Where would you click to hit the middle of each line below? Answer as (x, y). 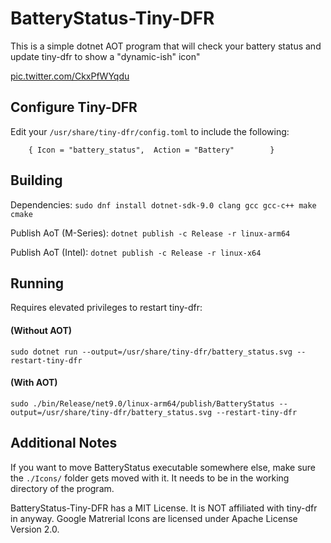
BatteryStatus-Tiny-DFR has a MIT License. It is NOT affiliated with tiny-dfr (164, 508)
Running (37, 283)
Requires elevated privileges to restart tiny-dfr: (106, 308)
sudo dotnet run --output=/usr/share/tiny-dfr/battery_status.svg (151, 352)
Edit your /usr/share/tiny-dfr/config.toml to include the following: (150, 131)
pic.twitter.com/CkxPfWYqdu (70, 76)
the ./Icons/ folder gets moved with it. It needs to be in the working (150, 478)
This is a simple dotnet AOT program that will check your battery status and (166, 46)
